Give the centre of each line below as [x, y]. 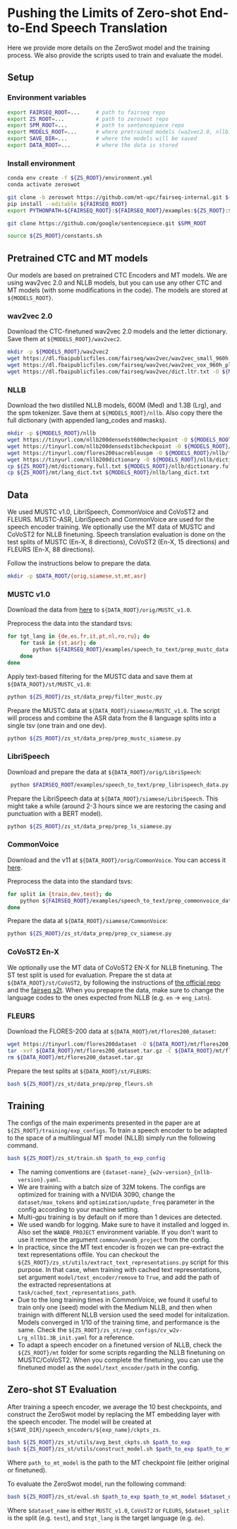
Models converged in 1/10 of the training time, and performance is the [119, 1322]
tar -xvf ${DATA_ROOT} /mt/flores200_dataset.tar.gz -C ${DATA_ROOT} [110, 1050]
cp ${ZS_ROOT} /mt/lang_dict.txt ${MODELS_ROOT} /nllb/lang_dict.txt [109, 473]
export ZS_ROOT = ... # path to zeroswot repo [88, 119]
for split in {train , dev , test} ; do [60, 894]
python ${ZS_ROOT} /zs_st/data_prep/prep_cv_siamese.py [90, 934]
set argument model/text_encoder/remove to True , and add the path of [119, 1277]
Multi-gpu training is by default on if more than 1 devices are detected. [120, 1217]
